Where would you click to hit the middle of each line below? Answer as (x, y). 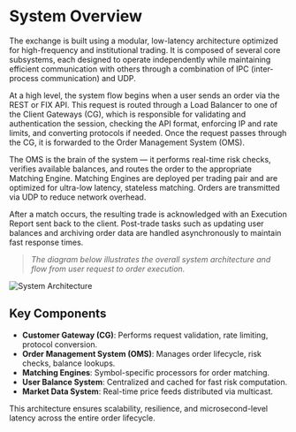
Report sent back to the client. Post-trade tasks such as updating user (137, 224)
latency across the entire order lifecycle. (83, 418)
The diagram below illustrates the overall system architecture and (151, 259)
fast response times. (46, 242)
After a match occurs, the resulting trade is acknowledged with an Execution (148, 214)
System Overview (76, 16)
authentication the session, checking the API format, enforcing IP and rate (144, 123)
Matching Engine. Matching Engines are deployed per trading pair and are (144, 178)
